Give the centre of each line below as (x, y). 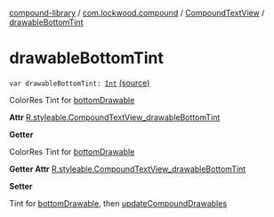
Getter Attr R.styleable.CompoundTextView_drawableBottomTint (128, 169)
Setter (21, 186)
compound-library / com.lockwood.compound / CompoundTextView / (137, 13)
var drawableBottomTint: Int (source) (80, 83)
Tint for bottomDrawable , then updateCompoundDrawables (118, 203)
